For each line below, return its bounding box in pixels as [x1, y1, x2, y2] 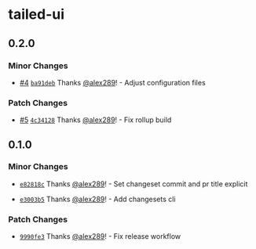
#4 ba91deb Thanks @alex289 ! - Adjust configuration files [19, 78, 206, 87]
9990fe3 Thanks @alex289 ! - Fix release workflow [19, 232, 181, 241]
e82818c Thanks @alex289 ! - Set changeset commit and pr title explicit [19, 179, 248, 189]
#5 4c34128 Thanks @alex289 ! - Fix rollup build [19, 115, 172, 125]
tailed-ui [8, 5, 65, 23]
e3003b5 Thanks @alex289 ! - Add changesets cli [19, 194, 176, 204]
